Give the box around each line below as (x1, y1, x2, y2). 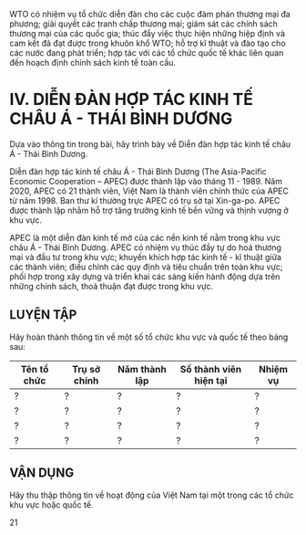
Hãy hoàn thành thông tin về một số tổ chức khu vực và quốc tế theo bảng (9, 331, 289, 342)
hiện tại (194, 374, 228, 387)
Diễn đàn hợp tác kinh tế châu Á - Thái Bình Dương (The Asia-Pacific (9, 165, 267, 177)
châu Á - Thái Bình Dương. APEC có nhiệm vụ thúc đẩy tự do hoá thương (9, 242, 282, 253)
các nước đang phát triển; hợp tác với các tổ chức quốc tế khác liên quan (9, 47, 284, 58)
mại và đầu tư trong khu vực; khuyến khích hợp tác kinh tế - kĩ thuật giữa (9, 251, 282, 262)
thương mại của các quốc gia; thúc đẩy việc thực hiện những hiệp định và (9, 28, 285, 38)
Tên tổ (20, 362, 49, 375)
